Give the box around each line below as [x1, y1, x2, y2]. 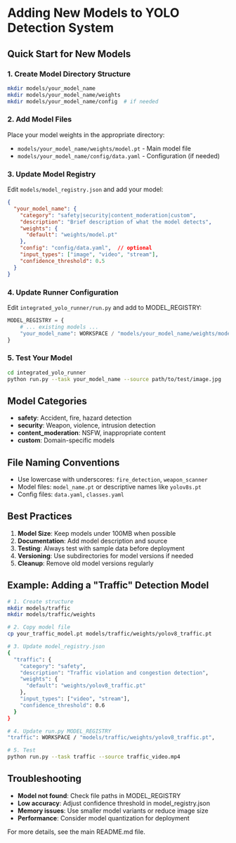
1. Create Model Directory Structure [7, 69, 131, 79]
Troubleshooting [7, 773, 82, 785]
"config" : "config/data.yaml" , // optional [20, 245, 152, 252]
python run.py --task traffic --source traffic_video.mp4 [7, 754, 181, 761]
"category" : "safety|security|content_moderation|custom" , [20, 212, 197, 219]
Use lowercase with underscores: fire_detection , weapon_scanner [17, 475, 209, 484]
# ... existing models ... [20, 323, 99, 330]
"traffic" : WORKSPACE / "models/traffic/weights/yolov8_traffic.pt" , [7, 734, 216, 741]
